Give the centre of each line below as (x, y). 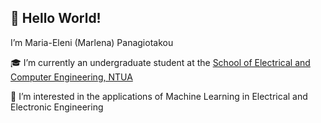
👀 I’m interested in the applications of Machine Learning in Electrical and (159, 96)
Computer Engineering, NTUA (71, 77)
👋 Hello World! (56, 18)
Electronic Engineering (57, 107)
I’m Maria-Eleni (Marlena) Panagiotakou (92, 42)
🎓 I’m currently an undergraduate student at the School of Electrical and (160, 62)
